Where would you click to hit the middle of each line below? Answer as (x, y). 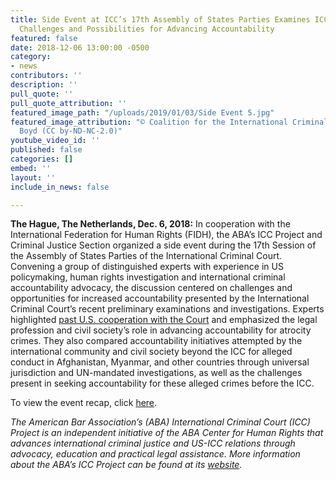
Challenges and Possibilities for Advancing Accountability (147, 29)
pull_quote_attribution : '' (69, 103)
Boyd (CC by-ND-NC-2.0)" (71, 131)
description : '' (44, 85)
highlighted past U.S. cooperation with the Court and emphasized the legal (164, 320)
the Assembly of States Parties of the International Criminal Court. (146, 256)
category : (31, 57)
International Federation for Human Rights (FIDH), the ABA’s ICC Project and (166, 235)
